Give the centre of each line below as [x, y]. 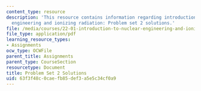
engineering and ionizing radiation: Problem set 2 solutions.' [93, 23]
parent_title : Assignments [40, 56]
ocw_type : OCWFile [29, 51]
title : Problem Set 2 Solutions [46, 73]
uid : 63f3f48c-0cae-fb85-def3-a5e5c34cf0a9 [61, 78]
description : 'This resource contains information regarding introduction [101, 17]
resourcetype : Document [36, 67]
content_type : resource [36, 12]
